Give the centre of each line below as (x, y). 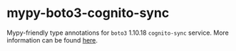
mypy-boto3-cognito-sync (88, 13)
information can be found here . (52, 40)
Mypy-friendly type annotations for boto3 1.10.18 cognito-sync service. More (118, 33)
